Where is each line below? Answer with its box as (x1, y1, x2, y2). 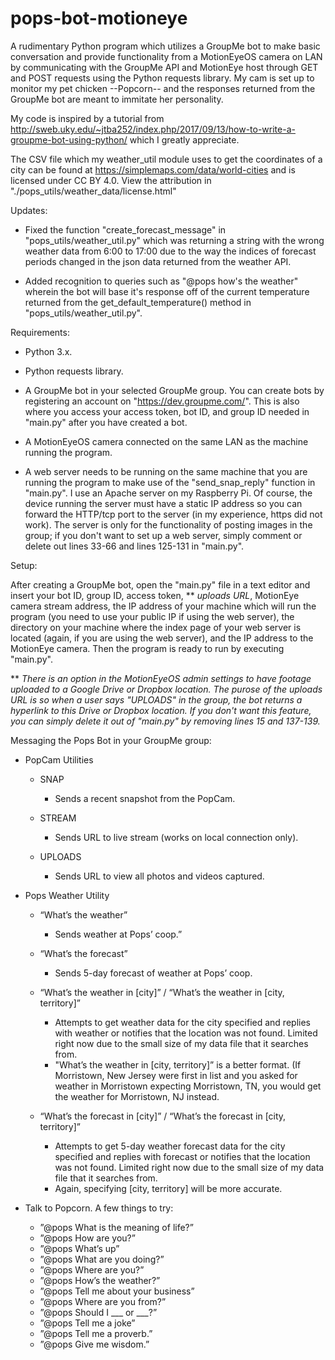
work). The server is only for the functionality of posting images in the (24, 518, 313, 531)
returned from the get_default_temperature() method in (24, 296, 252, 308)
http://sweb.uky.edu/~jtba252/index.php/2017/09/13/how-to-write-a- (10, 123, 296, 135)
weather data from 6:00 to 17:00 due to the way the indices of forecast (24, 245, 317, 257)
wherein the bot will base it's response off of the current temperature (24, 285, 310, 297)
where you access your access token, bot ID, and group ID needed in (24, 405, 310, 417)
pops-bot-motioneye (10, 7, 188, 30)
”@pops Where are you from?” (39, 1295, 167, 1307)
